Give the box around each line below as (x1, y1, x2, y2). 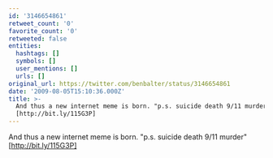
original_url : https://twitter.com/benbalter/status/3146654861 (8, 79, 231, 88)
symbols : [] (15, 58, 57, 66)
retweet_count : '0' (8, 19, 75, 28)
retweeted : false (8, 34, 67, 43)
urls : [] (15, 72, 45, 80)
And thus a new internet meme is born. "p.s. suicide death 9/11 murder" (8, 132, 248, 142)
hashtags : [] (15, 49, 60, 58)
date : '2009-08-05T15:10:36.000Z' (8, 87, 126, 96)
